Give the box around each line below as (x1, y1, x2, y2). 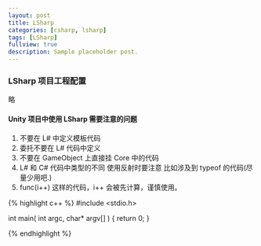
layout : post (8, 11, 51, 20)
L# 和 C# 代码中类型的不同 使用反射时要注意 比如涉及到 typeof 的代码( (19, 163, 247, 172)
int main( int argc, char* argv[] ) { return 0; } (8, 213, 150, 222)
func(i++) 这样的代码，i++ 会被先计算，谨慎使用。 (19, 182, 182, 192)
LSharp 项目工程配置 (8, 75, 86, 86)
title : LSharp (8, 19, 55, 27)
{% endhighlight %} (8, 229, 72, 238)
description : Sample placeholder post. (8, 48, 139, 56)
